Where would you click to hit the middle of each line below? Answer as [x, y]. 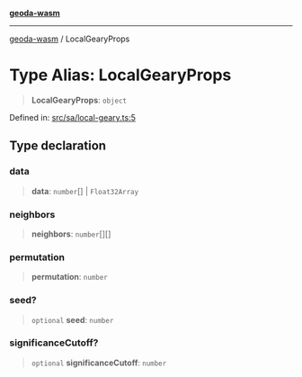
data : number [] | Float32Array [85, 191]
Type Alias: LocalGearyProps [120, 75]
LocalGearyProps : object [79, 100]
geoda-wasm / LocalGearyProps [70, 39]
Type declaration [58, 146]
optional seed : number [72, 319]
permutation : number [69, 277]
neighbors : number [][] [71, 234]
